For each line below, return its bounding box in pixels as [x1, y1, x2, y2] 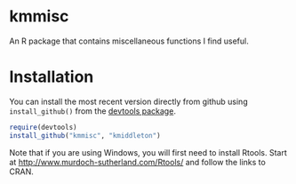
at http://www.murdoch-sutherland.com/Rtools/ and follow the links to [9, 156, 267, 167]
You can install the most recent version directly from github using [9, 96, 248, 107]
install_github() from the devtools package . [9, 105, 176, 116]
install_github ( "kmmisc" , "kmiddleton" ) [9, 131, 162, 140]
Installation [9, 67, 94, 87]
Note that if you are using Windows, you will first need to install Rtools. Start [9, 147, 287, 157]
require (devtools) [9, 123, 77, 132]
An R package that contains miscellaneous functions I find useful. [9, 36, 249, 46]
